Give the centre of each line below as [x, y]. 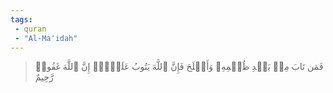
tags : [21, 19]
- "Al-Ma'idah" [46, 38]
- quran [30, 29]
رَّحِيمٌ [44, 77]
